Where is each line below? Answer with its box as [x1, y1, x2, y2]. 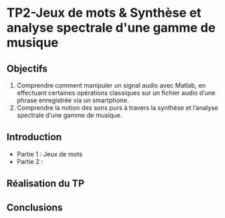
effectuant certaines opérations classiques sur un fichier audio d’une [16, 89, 216, 97]
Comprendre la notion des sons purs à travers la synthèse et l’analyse [16, 104, 219, 111]
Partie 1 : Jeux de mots [16, 149, 83, 158]
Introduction [6, 131, 62, 143]
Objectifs [6, 62, 48, 74]
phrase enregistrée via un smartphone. [16, 96, 129, 104]
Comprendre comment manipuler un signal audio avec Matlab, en [16, 81, 206, 89]
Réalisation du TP [6, 177, 85, 190]
